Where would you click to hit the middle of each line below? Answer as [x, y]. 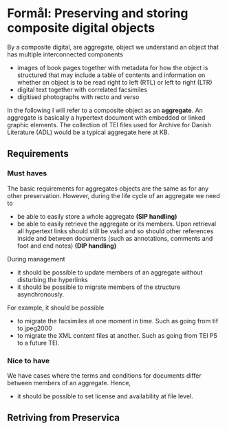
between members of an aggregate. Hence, [69, 383]
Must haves [27, 173]
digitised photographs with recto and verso [78, 97]
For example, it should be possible [56, 308]
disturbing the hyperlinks [52, 279]
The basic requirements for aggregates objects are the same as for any [108, 189]
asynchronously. [40, 294]
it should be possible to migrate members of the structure [99, 287]
